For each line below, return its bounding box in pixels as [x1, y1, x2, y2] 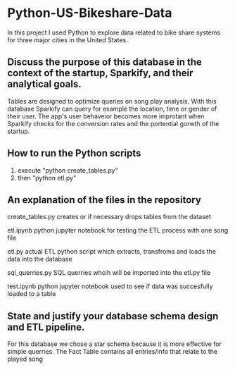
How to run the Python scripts [7, 147, 141, 159]
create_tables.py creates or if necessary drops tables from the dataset [7, 213, 211, 221]
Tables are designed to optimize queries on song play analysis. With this [7, 97, 217, 105]
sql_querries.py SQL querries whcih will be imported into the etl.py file [7, 269, 211, 277]
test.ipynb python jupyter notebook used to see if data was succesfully [7, 282, 213, 290]
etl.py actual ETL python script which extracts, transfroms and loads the [7, 247, 217, 256]
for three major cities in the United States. [7, 35, 128, 44]
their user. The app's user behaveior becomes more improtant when [7, 111, 205, 121]
